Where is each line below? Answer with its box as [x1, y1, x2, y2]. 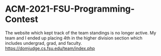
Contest [5, 14, 38, 25]
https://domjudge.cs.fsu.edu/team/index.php [5, 45, 95, 51]
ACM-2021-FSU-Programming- [5, 3, 135, 15]
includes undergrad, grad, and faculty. [5, 40, 82, 46]
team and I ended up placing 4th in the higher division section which [5, 35, 143, 41]
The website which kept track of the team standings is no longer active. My [5, 30, 157, 36]
